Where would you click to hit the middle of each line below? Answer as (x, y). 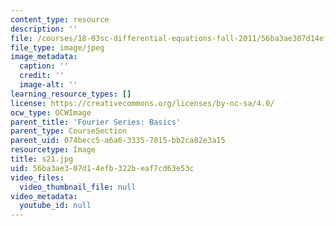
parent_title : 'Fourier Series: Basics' (96, 122)
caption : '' (44, 66)
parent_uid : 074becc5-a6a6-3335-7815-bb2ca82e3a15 (118, 141)
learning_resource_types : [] (71, 94)
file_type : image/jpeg (57, 47)
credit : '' (42, 76)
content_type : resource (60, 19)
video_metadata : (44, 196)
